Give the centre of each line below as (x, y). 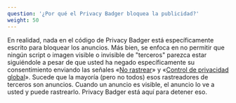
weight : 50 (23, 20)
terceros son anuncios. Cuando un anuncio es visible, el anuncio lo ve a (111, 84)
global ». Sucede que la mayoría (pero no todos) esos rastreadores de (108, 77)
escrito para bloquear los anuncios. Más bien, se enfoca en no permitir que (116, 47)
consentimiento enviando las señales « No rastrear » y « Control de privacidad (118, 70)
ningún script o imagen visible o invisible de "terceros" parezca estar (107, 55)
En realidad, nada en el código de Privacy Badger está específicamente (111, 40)
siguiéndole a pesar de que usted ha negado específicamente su (101, 62)
